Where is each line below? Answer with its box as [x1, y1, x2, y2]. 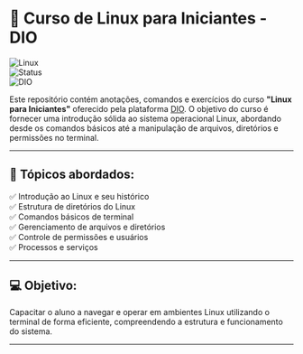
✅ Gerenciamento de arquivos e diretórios [9, 221, 166, 232]
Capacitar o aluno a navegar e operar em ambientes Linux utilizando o [9, 306, 271, 317]
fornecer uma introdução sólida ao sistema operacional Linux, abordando [9, 113, 282, 124]
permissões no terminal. [9, 132, 99, 143]
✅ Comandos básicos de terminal [9, 211, 134, 222]
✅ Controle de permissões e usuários [9, 231, 149, 242]
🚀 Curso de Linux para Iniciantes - [9, 8, 268, 29]
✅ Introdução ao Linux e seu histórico [9, 191, 150, 201]
